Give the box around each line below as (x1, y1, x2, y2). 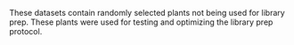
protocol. (9, 26, 43, 36)
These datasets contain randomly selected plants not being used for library (9, 8, 285, 18)
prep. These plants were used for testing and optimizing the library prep (9, 17, 274, 27)
